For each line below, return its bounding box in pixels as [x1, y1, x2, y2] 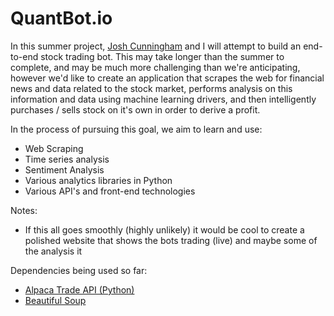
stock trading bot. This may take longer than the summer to [40, 50, 285, 62]
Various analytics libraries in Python [24, 174, 173, 186]
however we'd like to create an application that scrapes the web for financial [10, 72, 325, 84]
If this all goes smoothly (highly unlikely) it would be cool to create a [24, 223, 305, 236]
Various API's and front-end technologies [24, 185, 196, 197]
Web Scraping [24, 142, 84, 154]
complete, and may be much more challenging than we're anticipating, [10, 61, 301, 73]
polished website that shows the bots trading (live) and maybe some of [24, 234, 318, 246]
